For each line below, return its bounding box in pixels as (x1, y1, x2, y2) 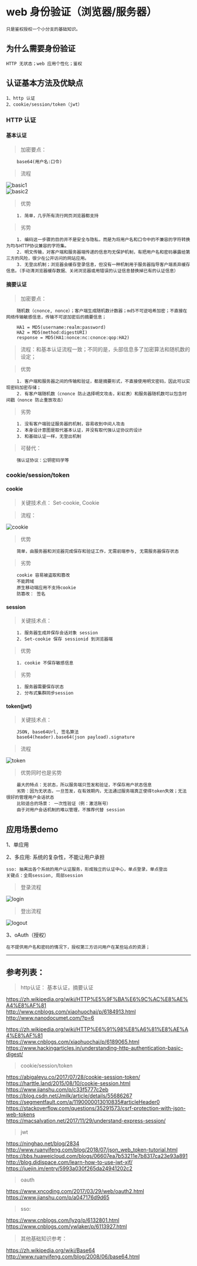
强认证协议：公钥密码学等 (16, 457, 69, 463)
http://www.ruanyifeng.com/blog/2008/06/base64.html (6, 1253, 140, 1260)
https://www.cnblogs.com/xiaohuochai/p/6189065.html (6, 1038, 140, 1046)
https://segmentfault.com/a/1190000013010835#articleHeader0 (6, 1099, 160, 1106)
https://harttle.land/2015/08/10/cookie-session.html (6, 1080, 131, 1087)
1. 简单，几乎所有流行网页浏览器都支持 (16, 213, 99, 219)
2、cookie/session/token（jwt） (6, 101, 83, 108)
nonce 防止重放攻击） (19, 397, 66, 403)
